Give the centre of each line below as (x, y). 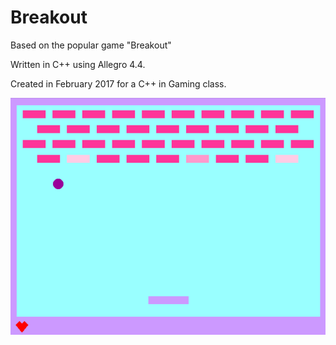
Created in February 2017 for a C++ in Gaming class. (118, 83)
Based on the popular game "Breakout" (91, 45)
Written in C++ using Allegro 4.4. (78, 64)
